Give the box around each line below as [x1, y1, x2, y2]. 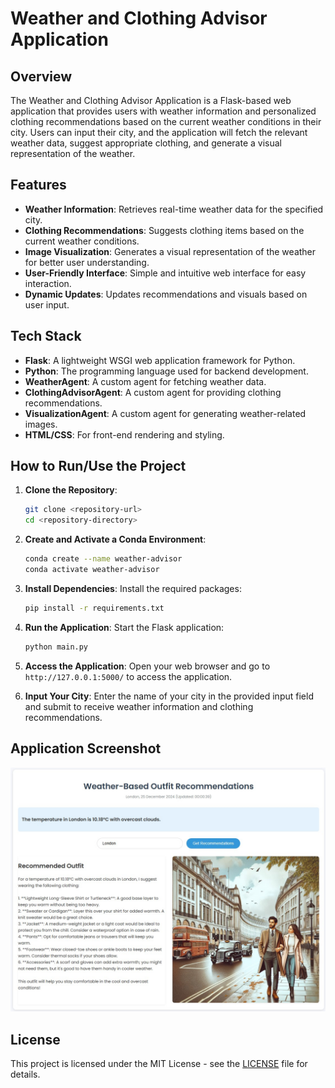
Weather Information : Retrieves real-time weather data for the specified [24, 203, 324, 215]
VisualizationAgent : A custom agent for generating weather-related [24, 407, 307, 419]
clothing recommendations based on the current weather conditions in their [10, 116, 322, 127]
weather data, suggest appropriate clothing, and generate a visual [10, 137, 282, 149]
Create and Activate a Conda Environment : [24, 533, 207, 546]
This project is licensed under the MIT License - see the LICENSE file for [10, 1058, 308, 1070]
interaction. [24, 277, 72, 289]
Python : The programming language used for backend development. [24, 365, 309, 377]
